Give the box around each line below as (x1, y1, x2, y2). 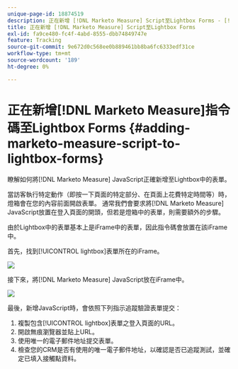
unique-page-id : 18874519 (7, 10, 84, 18)
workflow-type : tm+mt (7, 50, 72, 57)
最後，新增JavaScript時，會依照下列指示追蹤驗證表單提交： (7, 303, 182, 312)
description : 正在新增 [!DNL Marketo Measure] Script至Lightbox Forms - (7, 17, 221, 24)
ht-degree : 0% (7, 63, 50, 70)
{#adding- (128, 120, 191, 136)
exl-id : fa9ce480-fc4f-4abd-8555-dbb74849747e (7, 30, 147, 38)
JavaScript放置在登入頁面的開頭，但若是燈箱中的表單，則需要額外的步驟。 (7, 207, 225, 216)
